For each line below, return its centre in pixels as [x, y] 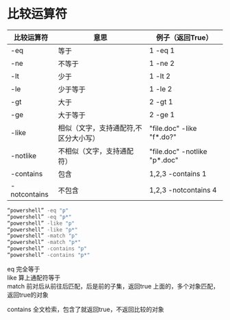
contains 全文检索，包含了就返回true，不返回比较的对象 [86, 309]
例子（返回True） [185, 37]
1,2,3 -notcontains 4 [183, 190]
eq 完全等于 [24, 269]
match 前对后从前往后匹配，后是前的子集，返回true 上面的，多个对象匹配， [113, 286]
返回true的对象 [28, 295]
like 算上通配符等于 [34, 278]
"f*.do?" [163, 136]
